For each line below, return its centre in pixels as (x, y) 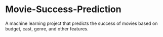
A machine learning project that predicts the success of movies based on (81, 23)
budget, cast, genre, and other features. (47, 28)
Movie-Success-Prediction (63, 9)
